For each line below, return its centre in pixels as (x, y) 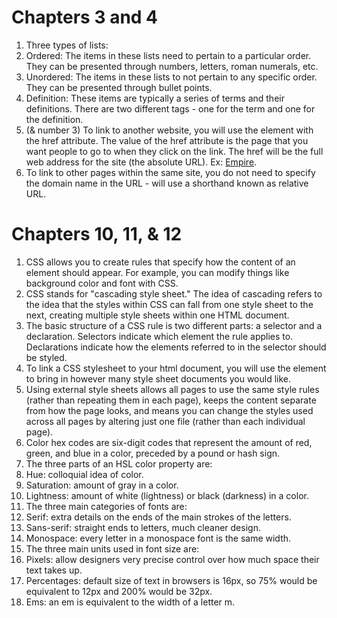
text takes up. (54, 570)
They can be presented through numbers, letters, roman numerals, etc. (172, 66)
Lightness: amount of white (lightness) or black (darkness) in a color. (167, 495)
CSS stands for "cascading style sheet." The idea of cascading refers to (174, 293)
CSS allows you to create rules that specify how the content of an (160, 262)
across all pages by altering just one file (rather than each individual (165, 421)
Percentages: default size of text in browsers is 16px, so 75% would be (171, 580)
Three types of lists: (67, 45)
